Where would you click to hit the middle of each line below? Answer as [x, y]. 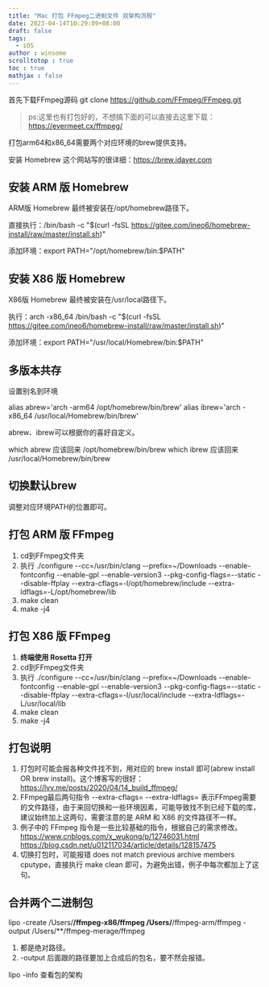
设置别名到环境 [33, 391]
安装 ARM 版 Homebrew [68, 187]
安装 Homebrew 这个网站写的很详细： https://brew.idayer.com [110, 159]
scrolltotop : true [41, 61]
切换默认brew [43, 486]
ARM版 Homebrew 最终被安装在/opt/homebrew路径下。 [101, 208]
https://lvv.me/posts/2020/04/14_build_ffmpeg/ [99, 788]
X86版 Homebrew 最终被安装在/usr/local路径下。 [90, 299]
